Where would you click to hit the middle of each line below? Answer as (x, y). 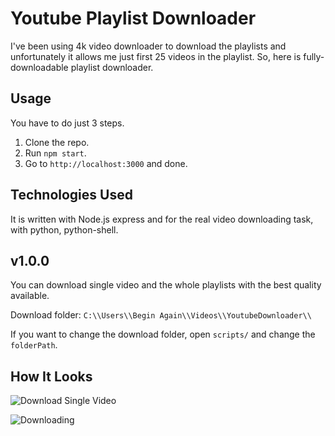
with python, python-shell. (64, 229)
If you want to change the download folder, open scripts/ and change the (163, 334)
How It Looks (51, 376)
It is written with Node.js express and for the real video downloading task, (162, 219)
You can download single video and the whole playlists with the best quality (166, 285)
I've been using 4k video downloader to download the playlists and (148, 46)
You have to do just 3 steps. (67, 123)
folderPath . (34, 345)
